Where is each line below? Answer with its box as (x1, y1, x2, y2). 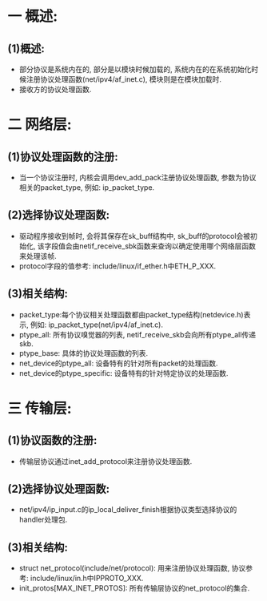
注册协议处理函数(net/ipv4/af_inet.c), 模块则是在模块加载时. (26, 75, 221, 84)
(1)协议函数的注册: (7, 434, 98, 447)
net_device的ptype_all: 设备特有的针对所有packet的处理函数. (18, 358, 218, 368)
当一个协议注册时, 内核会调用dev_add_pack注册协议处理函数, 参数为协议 (18, 173, 257, 182)
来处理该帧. (18, 251, 57, 260)
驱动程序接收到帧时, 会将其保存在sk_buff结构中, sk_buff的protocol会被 (18, 231, 251, 240)
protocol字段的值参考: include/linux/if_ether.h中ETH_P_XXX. (18, 261, 217, 271)
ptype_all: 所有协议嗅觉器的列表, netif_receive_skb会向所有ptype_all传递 (18, 329, 257, 339)
